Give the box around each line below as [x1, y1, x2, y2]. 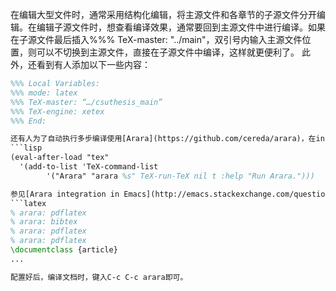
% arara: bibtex [10, 217, 78, 227]
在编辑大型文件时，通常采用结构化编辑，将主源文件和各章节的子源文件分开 [10, 9, 317, 20]
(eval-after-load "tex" [10, 153, 110, 163]
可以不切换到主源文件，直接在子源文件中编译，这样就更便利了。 [36, 46, 300, 58]
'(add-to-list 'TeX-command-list [19, 162, 159, 172]
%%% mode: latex [10, 88, 78, 98]
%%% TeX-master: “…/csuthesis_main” [10, 97, 163, 107]
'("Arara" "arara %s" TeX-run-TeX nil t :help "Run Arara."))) [46, 171, 315, 181]
